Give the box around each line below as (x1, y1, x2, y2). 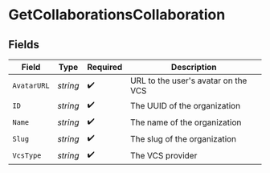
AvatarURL (12, 81, 50, 90)
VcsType (12, 150, 42, 160)
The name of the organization (129, 117, 242, 128)
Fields (8, 38, 40, 51)
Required (87, 62, 123, 72)
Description (171, 62, 217, 72)
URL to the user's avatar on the (129, 75, 247, 86)
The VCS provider (129, 150, 198, 161)
